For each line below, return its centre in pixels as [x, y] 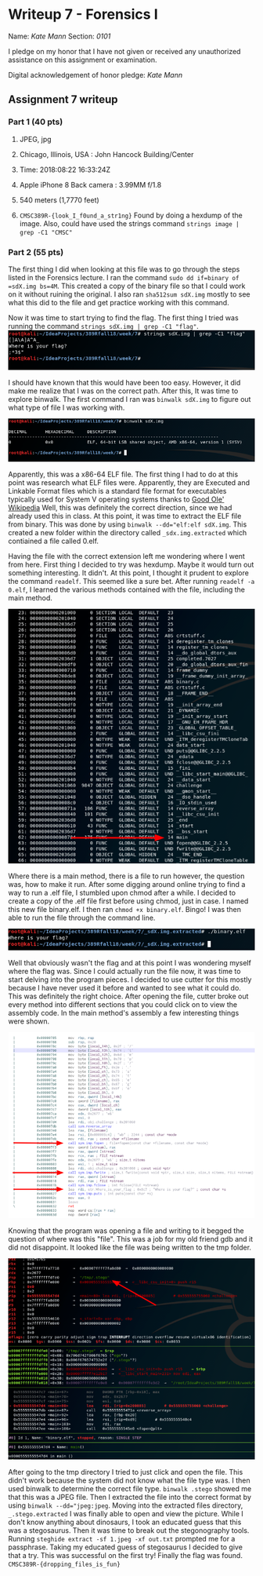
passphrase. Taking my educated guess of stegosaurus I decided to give [125, 1547]
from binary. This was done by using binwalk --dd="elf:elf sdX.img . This [128, 524]
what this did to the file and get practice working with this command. [119, 302]
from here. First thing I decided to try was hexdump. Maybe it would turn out [131, 565]
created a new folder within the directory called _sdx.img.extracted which [128, 533]
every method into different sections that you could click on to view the [122, 1005]
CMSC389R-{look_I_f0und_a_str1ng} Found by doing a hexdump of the [131, 215]
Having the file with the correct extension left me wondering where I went [126, 556]
